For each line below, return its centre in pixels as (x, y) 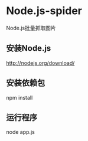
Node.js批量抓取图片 (31, 28)
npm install (19, 97)
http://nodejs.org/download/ (40, 63)
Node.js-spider (44, 11)
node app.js (21, 132)
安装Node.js (29, 48)
